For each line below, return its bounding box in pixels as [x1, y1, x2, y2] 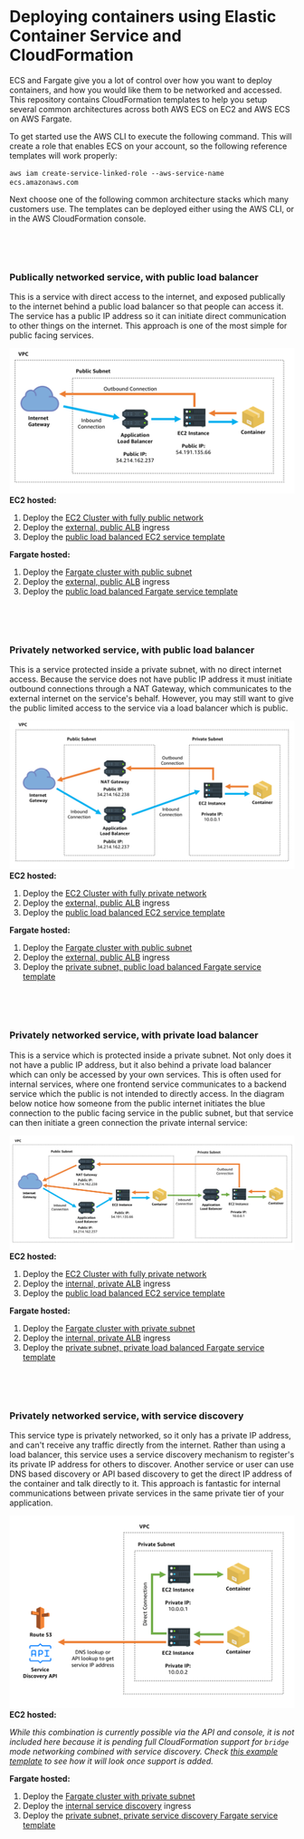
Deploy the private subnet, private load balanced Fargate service [22, 1341, 265, 1352]
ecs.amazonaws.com [9, 178, 79, 187]
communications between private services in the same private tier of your [9, 1488, 285, 1499]
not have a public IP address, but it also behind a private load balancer [9, 1059, 271, 1070]
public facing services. [9, 330, 95, 341]
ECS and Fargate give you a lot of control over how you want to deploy [9, 74, 273, 85]
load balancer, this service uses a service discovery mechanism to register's [9, 1449, 295, 1460]
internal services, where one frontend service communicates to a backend [9, 1079, 287, 1089]
